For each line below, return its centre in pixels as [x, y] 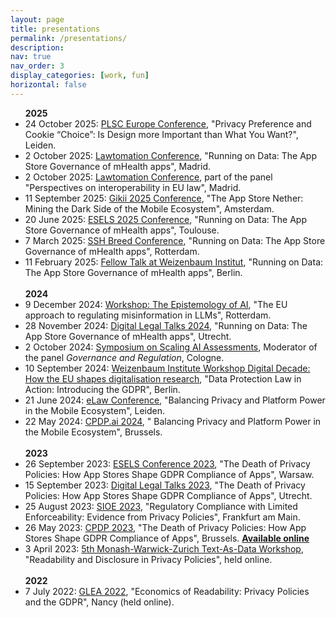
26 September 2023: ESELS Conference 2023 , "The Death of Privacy [167, 463]
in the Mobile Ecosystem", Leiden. [95, 410]
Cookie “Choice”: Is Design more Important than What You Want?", [161, 134]
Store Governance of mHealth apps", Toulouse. [122, 230]
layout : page [37, 19]
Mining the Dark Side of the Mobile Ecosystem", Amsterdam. [149, 208]
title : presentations [55, 29]
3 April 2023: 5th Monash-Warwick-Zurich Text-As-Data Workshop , [164, 548]
